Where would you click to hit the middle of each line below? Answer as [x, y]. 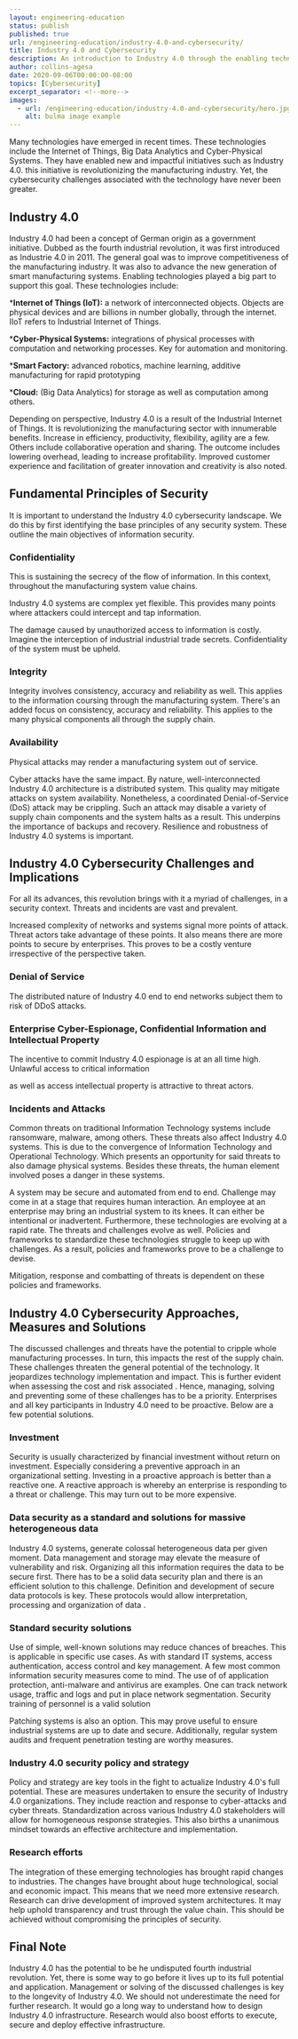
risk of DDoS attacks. [48, 1006]
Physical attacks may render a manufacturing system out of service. [134, 761]
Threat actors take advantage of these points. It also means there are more [146, 935]
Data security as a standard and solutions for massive [128, 1517]
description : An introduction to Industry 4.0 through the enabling [138, 59]
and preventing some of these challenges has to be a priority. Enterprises [143, 1396]
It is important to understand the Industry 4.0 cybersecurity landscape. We [145, 515]
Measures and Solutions [78, 1327]
